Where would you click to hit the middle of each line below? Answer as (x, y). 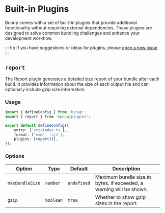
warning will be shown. (122, 189)
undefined (79, 183)
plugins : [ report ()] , (36, 139)
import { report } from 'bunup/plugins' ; (48, 117)
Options (15, 156)
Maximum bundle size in (123, 177)
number (53, 183)
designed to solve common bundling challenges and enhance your (72, 33)
